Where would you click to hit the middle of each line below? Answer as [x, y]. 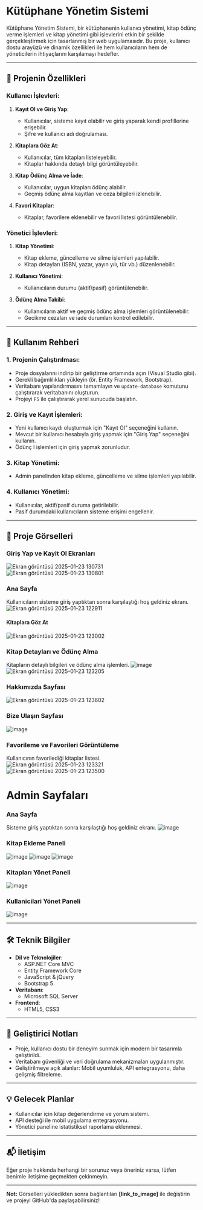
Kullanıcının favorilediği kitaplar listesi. [53, 758]
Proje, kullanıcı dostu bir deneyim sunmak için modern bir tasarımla [98, 1049]
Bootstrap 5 [38, 984]
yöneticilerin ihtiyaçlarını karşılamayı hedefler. [63, 53]
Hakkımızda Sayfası [36, 687]
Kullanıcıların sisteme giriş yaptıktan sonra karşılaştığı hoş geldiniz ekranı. [98, 602]
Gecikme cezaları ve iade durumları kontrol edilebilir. [89, 317]
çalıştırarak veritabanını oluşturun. [57, 392]
